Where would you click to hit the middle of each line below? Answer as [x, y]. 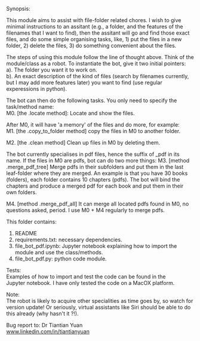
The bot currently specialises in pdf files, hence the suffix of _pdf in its [93, 154]
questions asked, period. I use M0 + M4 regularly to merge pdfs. [86, 210]
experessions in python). [37, 89]
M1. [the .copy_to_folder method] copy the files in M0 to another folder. [93, 131]
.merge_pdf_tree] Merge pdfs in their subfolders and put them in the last [95, 167]
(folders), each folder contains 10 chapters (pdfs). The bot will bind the [93, 179]
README [26, 233]
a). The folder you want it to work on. [52, 70]
